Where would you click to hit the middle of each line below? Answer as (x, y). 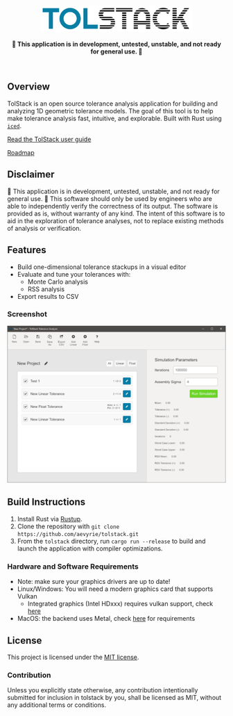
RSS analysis (46, 289)
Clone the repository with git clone (68, 526)
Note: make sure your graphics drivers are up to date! (94, 582)
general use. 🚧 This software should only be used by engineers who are (110, 198)
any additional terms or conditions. (57, 705)
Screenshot (27, 314)
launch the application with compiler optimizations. (90, 548)
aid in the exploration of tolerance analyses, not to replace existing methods (115, 220)
